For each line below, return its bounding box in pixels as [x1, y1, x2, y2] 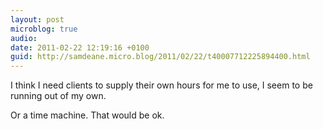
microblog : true [10, 24, 78, 34]
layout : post [10, 14, 65, 25]
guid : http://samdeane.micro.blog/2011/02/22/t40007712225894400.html [10, 52, 311, 62]
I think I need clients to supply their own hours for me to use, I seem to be [10, 79, 313, 91]
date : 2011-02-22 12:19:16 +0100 [10, 42, 150, 53]
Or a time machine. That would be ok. [10, 109, 165, 121]
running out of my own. [10, 90, 107, 102]
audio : [10, 33, 38, 43]
